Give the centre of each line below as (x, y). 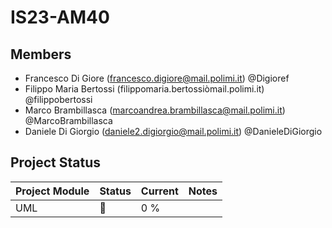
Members (41, 54)
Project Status (56, 162)
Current (159, 191)
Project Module (52, 191)
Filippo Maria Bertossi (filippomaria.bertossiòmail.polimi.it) (144, 89)
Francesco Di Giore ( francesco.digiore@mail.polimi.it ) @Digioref (157, 78)
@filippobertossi (58, 99)
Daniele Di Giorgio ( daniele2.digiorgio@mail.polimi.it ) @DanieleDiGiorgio (173, 131)
